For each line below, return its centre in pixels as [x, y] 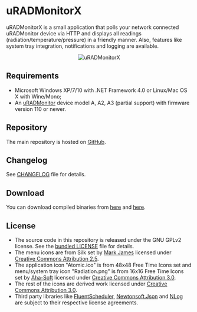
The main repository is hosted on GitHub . [56, 142]
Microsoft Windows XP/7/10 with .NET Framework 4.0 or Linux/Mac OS [101, 90]
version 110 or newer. [40, 109]
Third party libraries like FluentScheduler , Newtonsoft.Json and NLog [99, 296]
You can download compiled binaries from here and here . [76, 207]
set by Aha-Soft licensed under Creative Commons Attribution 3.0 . [95, 277]
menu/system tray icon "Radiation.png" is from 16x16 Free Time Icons [99, 271]
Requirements [32, 76]
